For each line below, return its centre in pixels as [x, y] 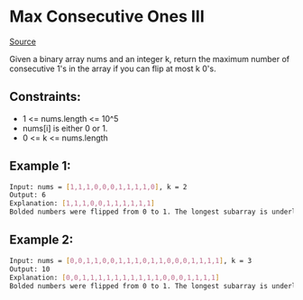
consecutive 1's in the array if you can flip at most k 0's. [113, 68]
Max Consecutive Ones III [107, 17]
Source [23, 41]
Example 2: [41, 240]
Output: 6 [28, 195]
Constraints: [45, 97]
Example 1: [40, 166]
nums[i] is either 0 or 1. [65, 128]
